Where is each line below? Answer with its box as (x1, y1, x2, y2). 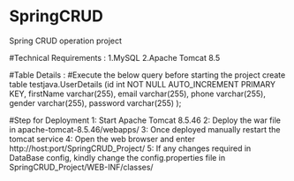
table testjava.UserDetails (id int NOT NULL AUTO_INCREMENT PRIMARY (9, 79, 276, 89)
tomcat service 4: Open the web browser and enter (9, 133, 196, 144)
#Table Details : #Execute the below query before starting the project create (9, 69, 286, 80)
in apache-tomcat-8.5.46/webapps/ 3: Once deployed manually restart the (9, 124, 281, 134)
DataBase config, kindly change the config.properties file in (9, 152, 226, 162)
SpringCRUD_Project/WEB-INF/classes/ (9, 162, 154, 172)
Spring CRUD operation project (9, 35, 122, 46)
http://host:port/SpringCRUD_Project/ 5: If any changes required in (9, 143, 252, 154)
